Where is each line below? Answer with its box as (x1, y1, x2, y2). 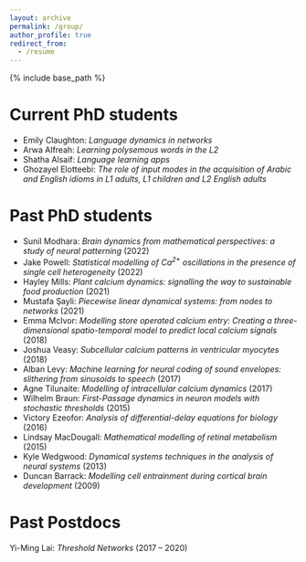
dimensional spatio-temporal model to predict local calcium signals (22, 324, 278, 335)
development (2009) (22, 480, 100, 491)
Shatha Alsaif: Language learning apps (22, 154, 171, 165)
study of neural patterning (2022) (22, 246, 150, 256)
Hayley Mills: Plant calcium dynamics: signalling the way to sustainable (22, 276, 292, 287)
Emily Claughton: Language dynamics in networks (22, 134, 213, 146)
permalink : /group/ (9, 22, 84, 31)
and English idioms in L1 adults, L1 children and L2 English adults (22, 174, 267, 185)
